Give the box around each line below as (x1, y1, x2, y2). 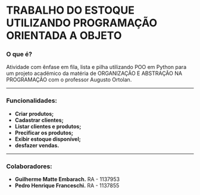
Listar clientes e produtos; (14, 122, 82, 130)
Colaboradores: (6, 162, 52, 170)
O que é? (6, 50, 33, 58)
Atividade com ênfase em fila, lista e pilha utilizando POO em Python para (6, 64, 186, 71)
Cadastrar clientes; (14, 117, 64, 124)
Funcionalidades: (6, 96, 58, 105)
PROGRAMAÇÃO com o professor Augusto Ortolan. (6, 76, 132, 83)
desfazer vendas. (14, 141, 60, 149)
